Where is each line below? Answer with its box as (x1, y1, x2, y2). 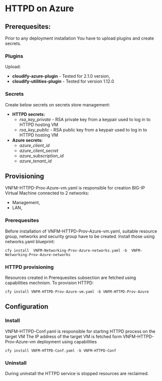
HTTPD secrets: (12, 111, 45, 117)
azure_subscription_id (19, 152, 64, 159)
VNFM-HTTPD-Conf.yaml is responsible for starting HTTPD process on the (5, 328, 156, 334)
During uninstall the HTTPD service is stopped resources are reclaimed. (5, 370, 149, 376)
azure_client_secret (19, 148, 58, 153)
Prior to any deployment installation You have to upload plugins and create (5, 35, 154, 41)
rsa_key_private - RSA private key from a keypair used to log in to (19, 116, 151, 122)
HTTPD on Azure (5, 3, 74, 14)
